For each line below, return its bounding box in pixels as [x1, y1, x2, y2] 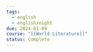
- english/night [11, 20, 53, 26]
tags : [6, 8, 20, 15]
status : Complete [6, 36, 50, 42]
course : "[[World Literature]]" [6, 31, 88, 37]
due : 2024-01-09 [6, 25, 47, 32]
